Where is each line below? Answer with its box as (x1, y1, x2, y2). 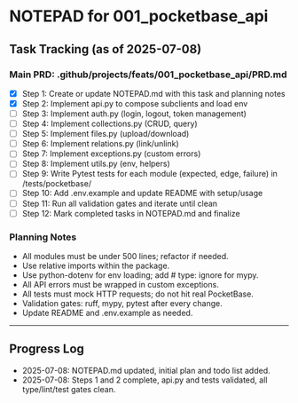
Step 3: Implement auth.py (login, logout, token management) (21, 108, 247, 119)
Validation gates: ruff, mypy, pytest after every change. (21, 297, 223, 308)
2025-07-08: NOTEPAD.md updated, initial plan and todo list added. (21, 365, 271, 375)
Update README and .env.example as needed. (21, 307, 193, 318)
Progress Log (9, 342, 84, 357)
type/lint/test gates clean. (21, 383, 116, 394)
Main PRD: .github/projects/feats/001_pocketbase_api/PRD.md (9, 68, 287, 81)
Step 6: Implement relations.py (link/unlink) (21, 138, 179, 149)
